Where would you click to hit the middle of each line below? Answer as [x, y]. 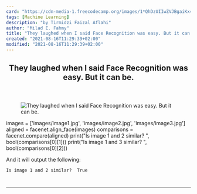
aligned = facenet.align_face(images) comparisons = [70, 129]
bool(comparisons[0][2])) [37, 148]
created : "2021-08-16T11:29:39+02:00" [53, 39]
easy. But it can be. [98, 77]
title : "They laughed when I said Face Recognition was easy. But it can [98, 34]
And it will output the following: [43, 160]
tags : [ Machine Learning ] [38, 17]
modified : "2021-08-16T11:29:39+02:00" [55, 45]
